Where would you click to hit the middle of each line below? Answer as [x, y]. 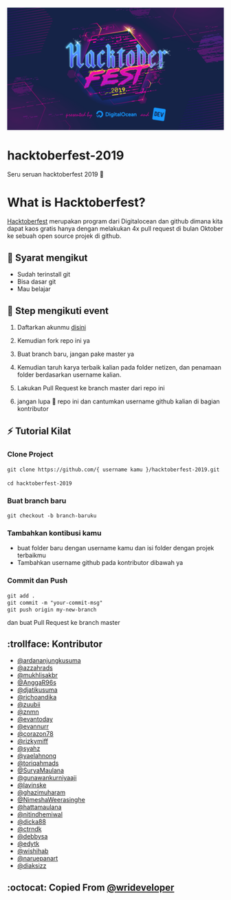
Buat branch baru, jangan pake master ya [76, 354]
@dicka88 [32, 822]
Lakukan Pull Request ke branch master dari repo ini [91, 388]
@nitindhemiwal [40, 814]
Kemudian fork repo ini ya [54, 341]
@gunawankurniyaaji [47, 778]
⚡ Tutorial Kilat [39, 431]
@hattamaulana [39, 807]
